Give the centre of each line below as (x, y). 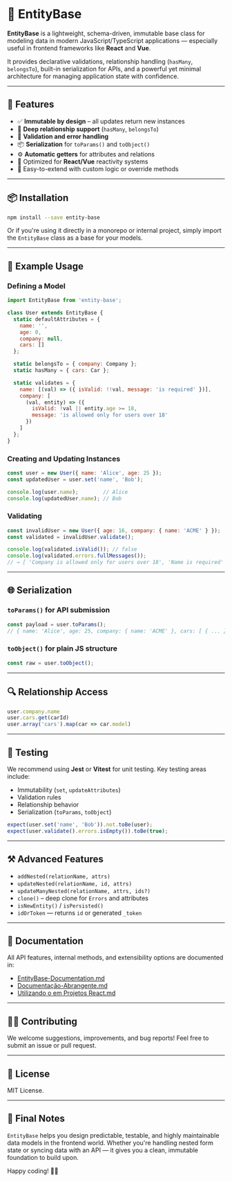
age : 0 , (30, 332)
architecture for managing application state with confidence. (93, 76)
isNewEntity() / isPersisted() (60, 905)
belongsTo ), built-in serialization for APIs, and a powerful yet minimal (104, 69)
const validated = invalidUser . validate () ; (71, 537)
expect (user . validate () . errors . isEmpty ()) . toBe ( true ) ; (88, 831)
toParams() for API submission (59, 610)
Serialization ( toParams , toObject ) (64, 812)
